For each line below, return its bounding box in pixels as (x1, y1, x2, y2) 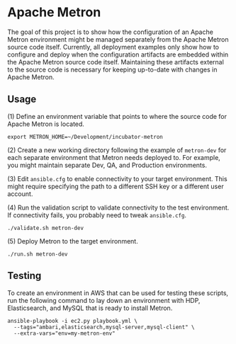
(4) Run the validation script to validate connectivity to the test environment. (7, 203, 230, 212)
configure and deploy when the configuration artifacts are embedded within (7, 50, 229, 59)
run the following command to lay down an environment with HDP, (7, 296, 201, 304)
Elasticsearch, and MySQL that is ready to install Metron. (7, 304, 173, 312)
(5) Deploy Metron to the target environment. (7, 236, 138, 245)
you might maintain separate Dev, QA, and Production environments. (7, 161, 208, 169)
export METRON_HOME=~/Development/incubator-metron (7, 133, 163, 140)
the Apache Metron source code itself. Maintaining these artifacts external (7, 57, 225, 66)
